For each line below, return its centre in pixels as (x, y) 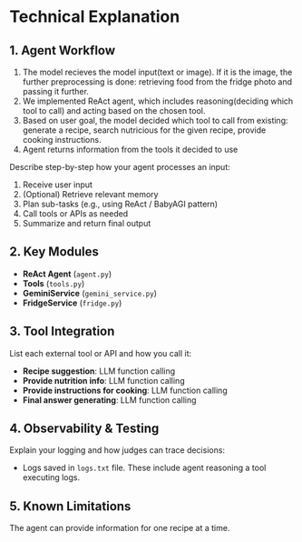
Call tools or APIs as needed (75, 214)
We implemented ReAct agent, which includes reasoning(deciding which (158, 101)
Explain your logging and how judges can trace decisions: (117, 450)
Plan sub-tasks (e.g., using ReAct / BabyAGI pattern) (120, 204)
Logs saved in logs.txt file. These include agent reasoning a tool (144, 468)
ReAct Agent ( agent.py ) (67, 274)
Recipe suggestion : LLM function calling (99, 371)
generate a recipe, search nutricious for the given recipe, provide (144, 130)
